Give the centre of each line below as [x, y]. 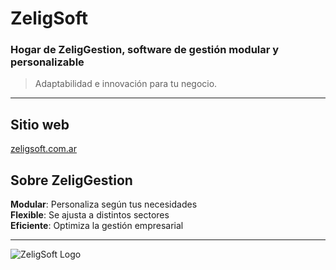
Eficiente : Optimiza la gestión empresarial [97, 226]
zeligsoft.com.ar [43, 149]
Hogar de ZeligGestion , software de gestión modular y [145, 50]
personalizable [47, 62]
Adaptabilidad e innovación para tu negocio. [126, 84]
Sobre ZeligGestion [71, 180]
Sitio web [40, 124]
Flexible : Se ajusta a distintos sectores [90, 215]
